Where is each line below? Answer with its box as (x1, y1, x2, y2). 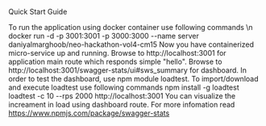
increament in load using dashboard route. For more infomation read (8, 100, 235, 109)
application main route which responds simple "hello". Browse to (8, 57, 222, 66)
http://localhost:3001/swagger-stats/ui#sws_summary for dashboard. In (8, 65, 247, 75)
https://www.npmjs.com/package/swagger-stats (8, 108, 170, 118)
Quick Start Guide (8, 7, 68, 16)
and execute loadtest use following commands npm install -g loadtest (8, 82, 239, 92)
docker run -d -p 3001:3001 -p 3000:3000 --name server (8, 31, 199, 40)
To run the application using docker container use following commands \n (8, 23, 253, 31)
